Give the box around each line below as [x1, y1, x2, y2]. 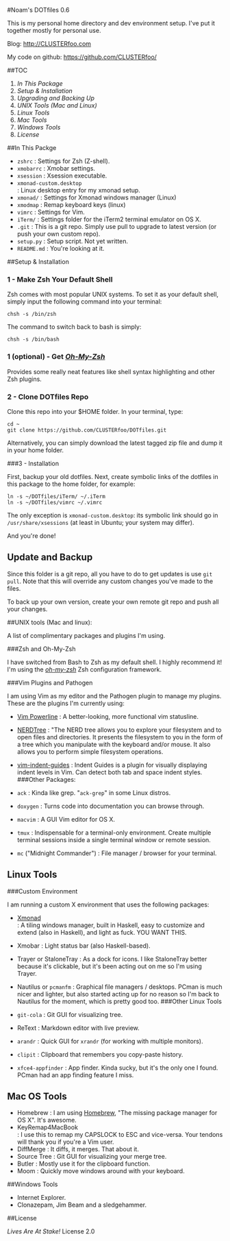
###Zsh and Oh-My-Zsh [7, 644, 77, 653]
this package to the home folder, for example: [7, 480, 136, 488]
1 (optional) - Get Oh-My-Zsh [7, 352, 105, 362]
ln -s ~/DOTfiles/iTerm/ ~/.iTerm [7, 493, 106, 500]
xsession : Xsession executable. [16, 171, 107, 180]
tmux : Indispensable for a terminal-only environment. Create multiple [16, 828, 212, 837]
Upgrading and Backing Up [16, 94, 94, 102]
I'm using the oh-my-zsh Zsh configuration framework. [7, 665, 162, 674]
